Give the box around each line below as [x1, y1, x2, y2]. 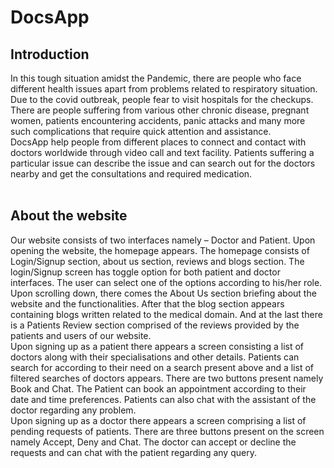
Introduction [10, 46, 90, 63]
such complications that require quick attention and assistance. [10, 126, 272, 137]
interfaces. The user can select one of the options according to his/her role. [10, 276, 323, 288]
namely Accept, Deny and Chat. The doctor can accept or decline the [10, 436, 297, 448]
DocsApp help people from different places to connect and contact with [10, 136, 307, 148]
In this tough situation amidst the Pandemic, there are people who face [10, 72, 302, 84]
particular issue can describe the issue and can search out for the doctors [10, 157, 316, 169]
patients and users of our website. [10, 329, 152, 341]
